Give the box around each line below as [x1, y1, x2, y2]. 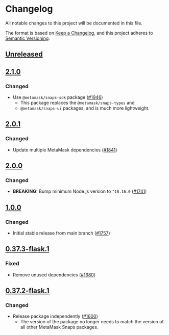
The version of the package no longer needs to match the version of [20, 319, 164, 325]
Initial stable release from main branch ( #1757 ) [12, 230, 111, 236]
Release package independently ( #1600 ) [12, 313, 98, 319]
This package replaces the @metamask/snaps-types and [20, 100, 135, 106]
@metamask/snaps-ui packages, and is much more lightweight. [20, 105, 150, 111]
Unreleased [5, 50, 43, 59]
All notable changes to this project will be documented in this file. [5, 20, 143, 26]
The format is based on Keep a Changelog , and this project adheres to [5, 30, 153, 36]
